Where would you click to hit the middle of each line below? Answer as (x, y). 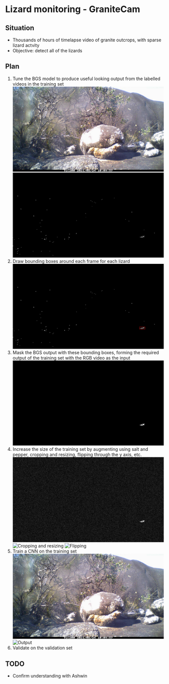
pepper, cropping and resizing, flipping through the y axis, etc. (77, 455)
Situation (20, 28)
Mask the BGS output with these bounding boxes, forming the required (86, 353)
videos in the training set (38, 84)
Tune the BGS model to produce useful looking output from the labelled (86, 79)
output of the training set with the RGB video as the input (71, 358)
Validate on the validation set (43, 648)
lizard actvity (26, 45)
